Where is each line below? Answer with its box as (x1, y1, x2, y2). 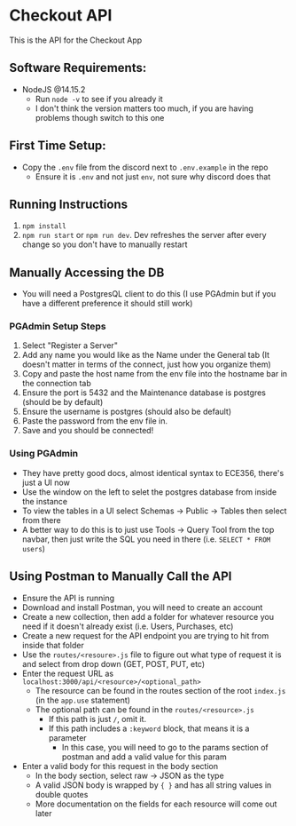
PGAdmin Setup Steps (9, 321, 106, 333)
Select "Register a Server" (21, 340, 118, 351)
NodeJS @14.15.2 (21, 83, 86, 94)
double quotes (35, 789, 89, 799)
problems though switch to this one (35, 112, 165, 123)
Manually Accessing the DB (9, 265, 165, 280)
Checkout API (9, 5, 113, 26)
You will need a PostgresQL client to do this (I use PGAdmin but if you (21, 289, 277, 299)
